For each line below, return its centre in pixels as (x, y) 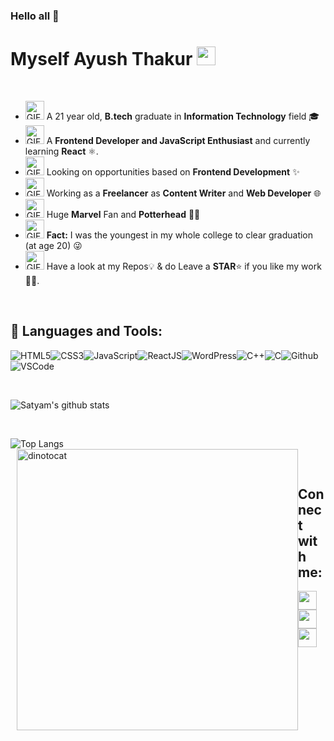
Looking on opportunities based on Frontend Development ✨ (173, 171)
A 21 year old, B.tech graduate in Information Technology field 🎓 (183, 116)
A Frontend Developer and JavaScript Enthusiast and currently (178, 140)
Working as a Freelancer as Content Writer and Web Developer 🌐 (184, 193)
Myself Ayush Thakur (101, 59)
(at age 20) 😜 (53, 245)
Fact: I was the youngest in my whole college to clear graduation (180, 235)
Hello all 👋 (35, 16)
